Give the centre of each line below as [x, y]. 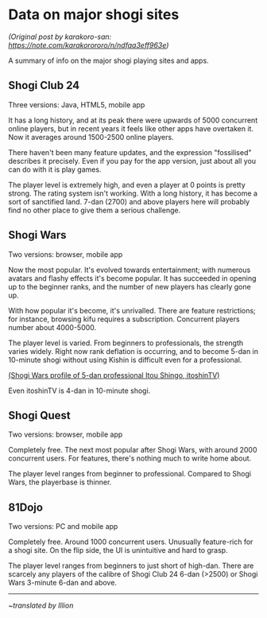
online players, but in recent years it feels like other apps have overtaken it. [131, 128]
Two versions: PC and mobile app [63, 527]
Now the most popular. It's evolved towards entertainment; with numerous [130, 270]
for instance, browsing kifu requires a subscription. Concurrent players [124, 319]
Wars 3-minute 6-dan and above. [63, 583]
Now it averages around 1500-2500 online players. [91, 137]
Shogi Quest [39, 415]
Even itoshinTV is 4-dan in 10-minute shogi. [79, 391]
